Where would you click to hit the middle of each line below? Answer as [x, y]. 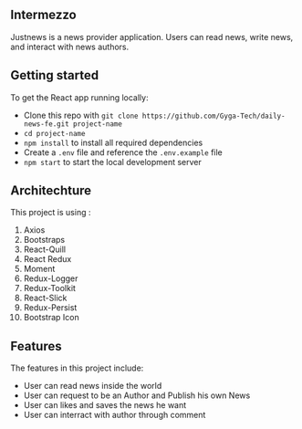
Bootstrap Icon [52, 318]
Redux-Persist [50, 308]
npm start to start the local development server [112, 162]
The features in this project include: [77, 368]
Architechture [51, 191]
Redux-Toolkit [50, 288]
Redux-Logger [51, 278]
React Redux [47, 259]
